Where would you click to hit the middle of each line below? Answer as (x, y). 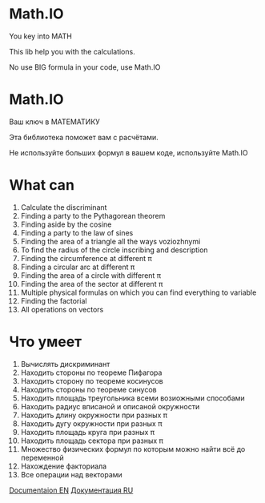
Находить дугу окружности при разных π (91, 423)
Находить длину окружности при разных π (94, 415)
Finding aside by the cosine (66, 224)
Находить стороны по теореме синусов (88, 389)
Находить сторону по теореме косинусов (92, 380)
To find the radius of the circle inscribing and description (114, 250)
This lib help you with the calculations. (72, 51)
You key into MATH (41, 36)
